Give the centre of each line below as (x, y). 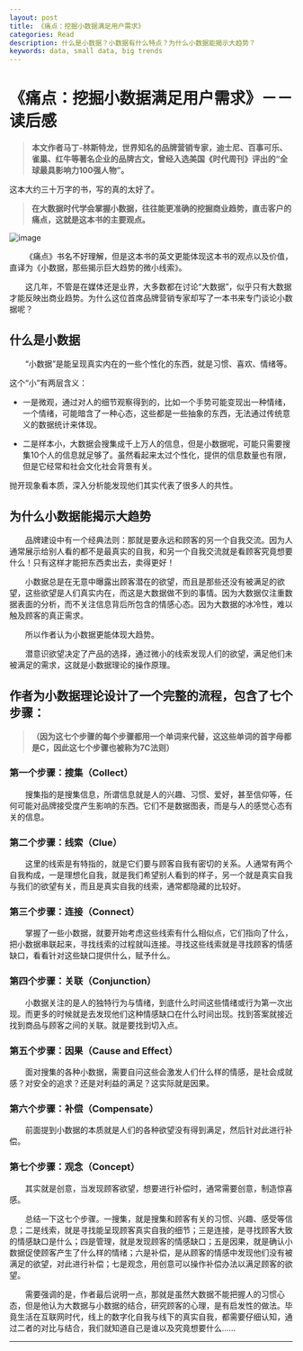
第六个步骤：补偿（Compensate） (84, 1109)
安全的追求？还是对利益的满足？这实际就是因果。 (123, 1083)
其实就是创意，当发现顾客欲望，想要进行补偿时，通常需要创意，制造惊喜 (159, 1188)
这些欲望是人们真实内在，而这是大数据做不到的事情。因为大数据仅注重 (155, 593)
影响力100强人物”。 (92, 170)
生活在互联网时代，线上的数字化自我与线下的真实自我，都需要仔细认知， (151, 1317)
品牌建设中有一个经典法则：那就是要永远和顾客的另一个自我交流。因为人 (159, 539)
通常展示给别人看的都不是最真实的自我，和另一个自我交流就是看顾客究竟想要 (151, 551)
